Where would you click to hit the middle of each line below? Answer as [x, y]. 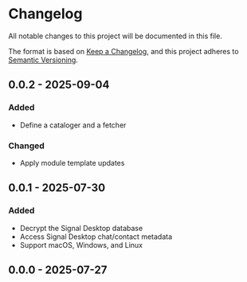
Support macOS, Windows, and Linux [81, 245]
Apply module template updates [72, 163]
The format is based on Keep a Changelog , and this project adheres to [123, 51]
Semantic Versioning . [43, 60]
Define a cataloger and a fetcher [73, 125]
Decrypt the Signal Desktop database [81, 228]
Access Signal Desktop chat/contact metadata [96, 237]
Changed [27, 146]
